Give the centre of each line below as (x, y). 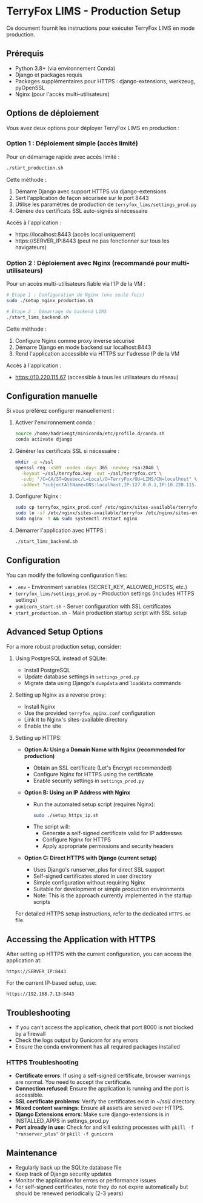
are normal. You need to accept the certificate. (73, 1082)
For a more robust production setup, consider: (64, 646)
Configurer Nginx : (38, 496)
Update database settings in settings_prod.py (82, 677)
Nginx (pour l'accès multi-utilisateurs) (62, 94)
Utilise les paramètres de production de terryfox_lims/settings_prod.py (106, 204)
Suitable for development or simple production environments (109, 889)
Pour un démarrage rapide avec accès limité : (63, 157)
